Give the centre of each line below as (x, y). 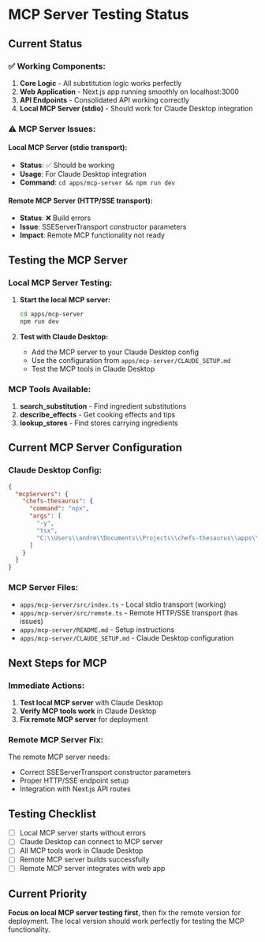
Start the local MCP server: (65, 299)
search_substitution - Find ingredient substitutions (103, 406)
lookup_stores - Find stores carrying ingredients (99, 423)
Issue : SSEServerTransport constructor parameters (103, 227)
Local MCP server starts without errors (82, 833)
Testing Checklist (52, 814)
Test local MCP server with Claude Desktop (91, 703)
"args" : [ (45, 516)
